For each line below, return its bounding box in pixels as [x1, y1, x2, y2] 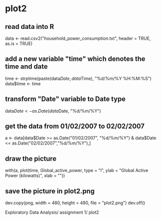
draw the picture [5, 154, 57, 163]
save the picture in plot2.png [5, 187, 95, 195]
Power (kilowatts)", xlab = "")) [5, 172, 65, 179]
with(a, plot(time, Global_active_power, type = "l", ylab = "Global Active [5, 168, 148, 173]
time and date [5, 62, 48, 71]
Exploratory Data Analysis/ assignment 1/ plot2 [5, 209, 99, 216]
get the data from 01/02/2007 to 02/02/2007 [5, 122, 145, 130]
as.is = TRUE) [5, 41, 33, 47]
